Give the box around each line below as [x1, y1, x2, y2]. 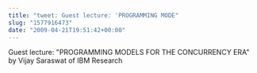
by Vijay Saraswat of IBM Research [8, 56, 123, 65]
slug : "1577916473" [8, 19, 73, 27]
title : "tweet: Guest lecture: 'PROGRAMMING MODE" [8, 11, 179, 20]
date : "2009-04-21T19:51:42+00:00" [8, 26, 126, 34]
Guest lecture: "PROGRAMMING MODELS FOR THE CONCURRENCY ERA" [8, 48, 250, 57]
